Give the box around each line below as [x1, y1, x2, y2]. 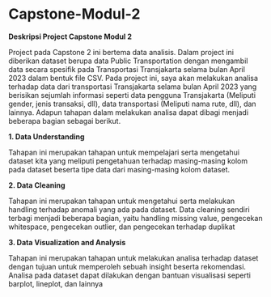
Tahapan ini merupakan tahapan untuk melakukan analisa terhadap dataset [8, 252, 259, 263]
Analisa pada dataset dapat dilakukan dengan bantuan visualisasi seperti [8, 270, 251, 280]
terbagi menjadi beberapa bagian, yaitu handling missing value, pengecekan [8, 213, 263, 223]
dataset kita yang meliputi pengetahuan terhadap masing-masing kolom [8, 155, 248, 166]
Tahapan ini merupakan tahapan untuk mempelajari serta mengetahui [8, 147, 240, 157]
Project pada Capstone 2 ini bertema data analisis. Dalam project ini [8, 47, 235, 57]
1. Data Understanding [8, 131, 85, 142]
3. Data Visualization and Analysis [8, 237, 126, 247]
